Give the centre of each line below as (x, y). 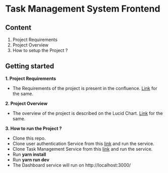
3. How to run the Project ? (34, 128)
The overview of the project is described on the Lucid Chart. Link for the (88, 113)
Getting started (30, 66)
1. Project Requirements (31, 78)
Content (18, 28)
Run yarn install (29, 154)
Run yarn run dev (31, 159)
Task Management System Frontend (83, 9)
